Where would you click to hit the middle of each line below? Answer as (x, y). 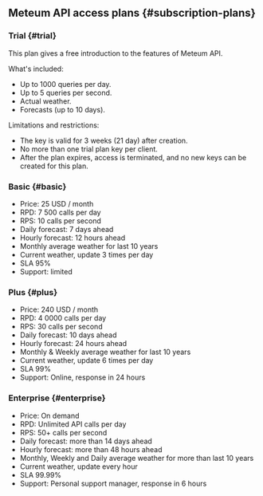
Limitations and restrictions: (54, 125)
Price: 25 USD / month (57, 203)
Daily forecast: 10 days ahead (68, 335)
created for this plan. (54, 166)
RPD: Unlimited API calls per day (73, 424)
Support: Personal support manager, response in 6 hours (113, 483)
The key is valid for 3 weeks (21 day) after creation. (104, 140)
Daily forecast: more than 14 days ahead (86, 441)
